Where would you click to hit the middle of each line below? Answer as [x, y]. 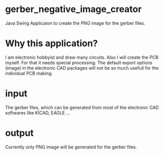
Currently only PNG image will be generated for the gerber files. [71, 147]
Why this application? [51, 43]
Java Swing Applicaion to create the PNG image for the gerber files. [75, 23]
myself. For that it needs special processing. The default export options [79, 62]
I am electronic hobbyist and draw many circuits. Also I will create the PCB [82, 57]
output [20, 133]
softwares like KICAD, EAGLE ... [38, 113]
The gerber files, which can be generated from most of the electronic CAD [82, 107]
